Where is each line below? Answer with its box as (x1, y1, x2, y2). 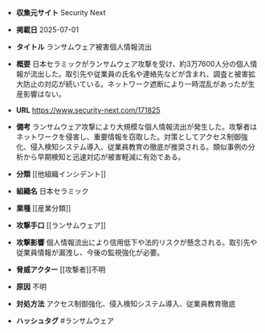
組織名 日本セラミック (15, 187, 89, 195)
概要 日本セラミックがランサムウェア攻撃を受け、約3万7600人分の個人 (15, 60, 251, 68)
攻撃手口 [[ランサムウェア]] (15, 220, 106, 230)
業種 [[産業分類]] (15, 203, 71, 212)
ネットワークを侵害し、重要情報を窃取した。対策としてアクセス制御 (15, 132, 241, 142)
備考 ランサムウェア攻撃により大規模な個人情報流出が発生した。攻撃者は (15, 122, 258, 131)
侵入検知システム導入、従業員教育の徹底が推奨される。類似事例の (30, 142, 249, 151)
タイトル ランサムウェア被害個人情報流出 (15, 42, 153, 51)
